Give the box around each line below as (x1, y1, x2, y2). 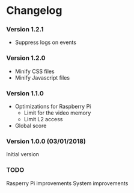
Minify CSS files (14, 68, 55, 75)
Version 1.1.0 (6, 89, 44, 97)
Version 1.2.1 (6, 25, 44, 34)
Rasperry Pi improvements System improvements (6, 179, 129, 187)
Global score (14, 122, 47, 130)
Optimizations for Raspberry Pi (14, 103, 91, 110)
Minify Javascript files (14, 74, 70, 81)
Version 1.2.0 (6, 54, 46, 62)
